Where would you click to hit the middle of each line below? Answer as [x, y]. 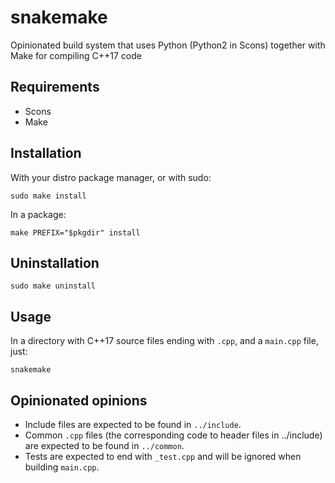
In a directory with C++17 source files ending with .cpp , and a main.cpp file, [164, 341]
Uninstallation [55, 262]
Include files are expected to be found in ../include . [133, 424]
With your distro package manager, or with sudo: [111, 177]
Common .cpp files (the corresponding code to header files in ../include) [173, 435]
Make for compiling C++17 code [76, 55]
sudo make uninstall [53, 286]
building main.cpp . [62, 467]
